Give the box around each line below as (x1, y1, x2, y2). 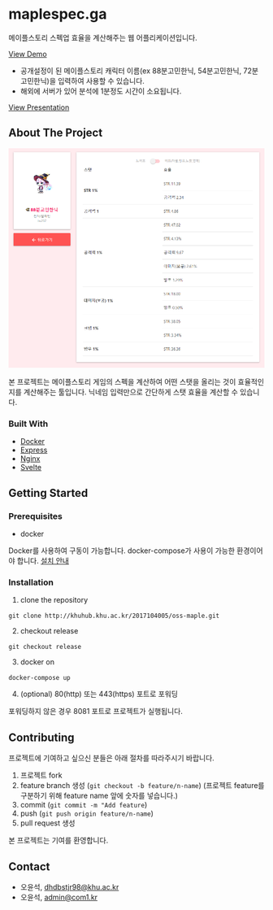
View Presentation (8, 102, 70, 112)
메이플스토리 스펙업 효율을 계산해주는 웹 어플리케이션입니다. (8, 33, 197, 42)
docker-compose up (8, 674, 71, 682)
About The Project (8, 126, 103, 140)
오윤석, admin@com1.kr (19, 892, 98, 903)
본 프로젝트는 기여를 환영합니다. (8, 835, 109, 846)
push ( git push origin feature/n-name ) (19, 808, 154, 818)
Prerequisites (8, 510, 63, 521)
